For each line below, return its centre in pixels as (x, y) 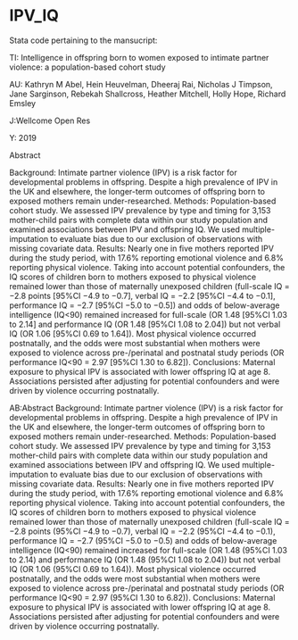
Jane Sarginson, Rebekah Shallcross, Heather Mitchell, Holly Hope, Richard (148, 94)
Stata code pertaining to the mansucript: (83, 40)
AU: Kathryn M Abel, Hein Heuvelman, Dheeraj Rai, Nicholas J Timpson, (141, 84)
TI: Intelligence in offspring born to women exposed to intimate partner (139, 57)
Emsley (23, 103)
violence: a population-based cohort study (88, 67)
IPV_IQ (34, 16)
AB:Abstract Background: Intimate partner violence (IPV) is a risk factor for (146, 408)
